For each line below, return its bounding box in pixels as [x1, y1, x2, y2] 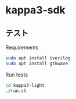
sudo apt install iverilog [5, 55, 71, 61]
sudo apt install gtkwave [5, 61, 68, 66]
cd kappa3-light [5, 82, 45, 88]
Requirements [5, 44, 39, 51]
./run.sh [5, 88, 27, 94]
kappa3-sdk [5, 3, 66, 17]
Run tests [5, 71, 28, 78]
